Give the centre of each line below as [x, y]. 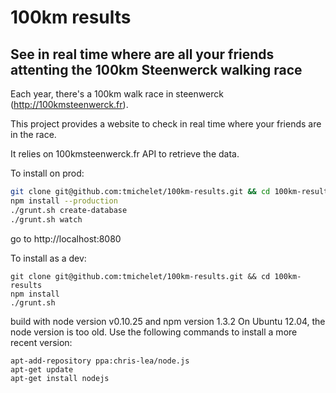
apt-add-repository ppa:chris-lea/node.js [100, 361]
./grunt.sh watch [46, 219]
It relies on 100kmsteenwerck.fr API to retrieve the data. [125, 154]
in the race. [33, 134]
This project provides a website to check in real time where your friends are [166, 124]
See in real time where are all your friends [142, 54]
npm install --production [64, 201]
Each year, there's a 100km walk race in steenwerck [117, 94]
